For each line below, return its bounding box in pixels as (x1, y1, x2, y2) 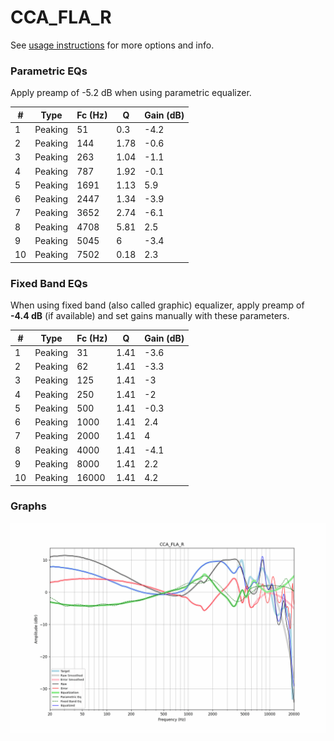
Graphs (10, 499, 47, 513)
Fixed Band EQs (10, 276, 88, 290)
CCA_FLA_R (10, 6, 112, 29)
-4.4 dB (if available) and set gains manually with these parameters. (10, 310, 290, 322)
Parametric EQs (10, 64, 88, 78)
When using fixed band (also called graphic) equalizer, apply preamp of (10, 299, 305, 311)
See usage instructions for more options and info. (10, 39, 215, 51)
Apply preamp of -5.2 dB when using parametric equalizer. (10, 87, 252, 99)
